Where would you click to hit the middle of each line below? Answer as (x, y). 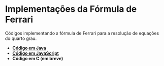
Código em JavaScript (35, 53)
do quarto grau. (21, 38)
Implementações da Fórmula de (71, 9)
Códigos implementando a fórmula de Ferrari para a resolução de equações (82, 33)
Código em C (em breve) (37, 58)
